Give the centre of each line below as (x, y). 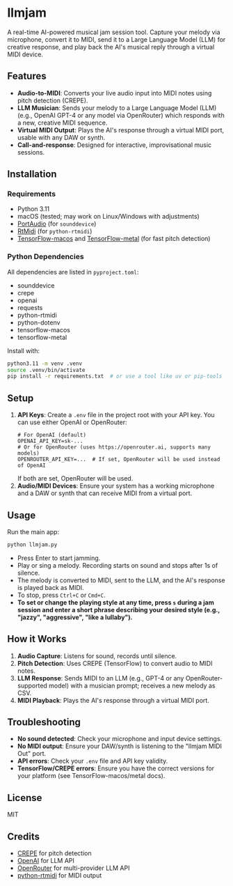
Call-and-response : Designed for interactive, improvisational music (114, 145)
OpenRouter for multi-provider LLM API (73, 868)
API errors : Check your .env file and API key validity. (93, 761)
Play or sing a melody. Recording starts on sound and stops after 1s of (118, 565)
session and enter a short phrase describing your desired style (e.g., (119, 609)
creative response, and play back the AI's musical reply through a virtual (111, 47)
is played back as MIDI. (51, 587)
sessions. (31, 152)
